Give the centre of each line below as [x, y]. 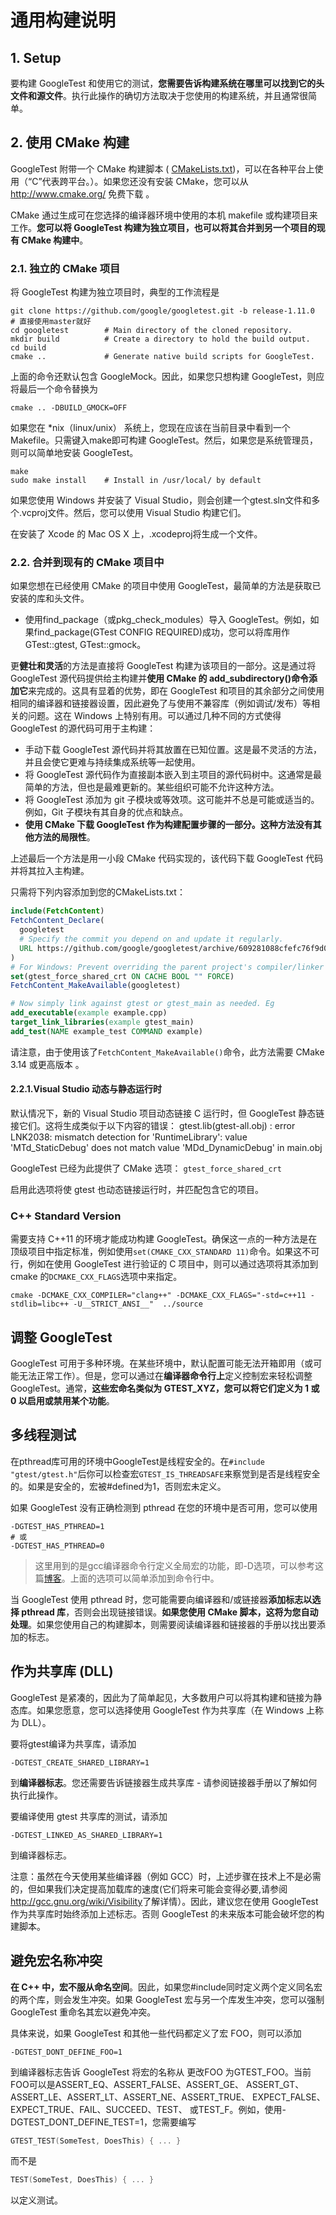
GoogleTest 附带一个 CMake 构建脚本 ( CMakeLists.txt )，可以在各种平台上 [162, 168]
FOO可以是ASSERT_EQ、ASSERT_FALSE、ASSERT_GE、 [127, 2084]
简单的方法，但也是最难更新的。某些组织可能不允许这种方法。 [152, 787]
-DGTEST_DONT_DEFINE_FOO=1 [66, 2052]
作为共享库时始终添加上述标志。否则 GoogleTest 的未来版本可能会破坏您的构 [167, 1913]
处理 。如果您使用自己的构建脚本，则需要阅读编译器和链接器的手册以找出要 [163, 1624]
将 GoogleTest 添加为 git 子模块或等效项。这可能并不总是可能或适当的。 [172, 800]
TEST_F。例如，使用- [242, 2109]
